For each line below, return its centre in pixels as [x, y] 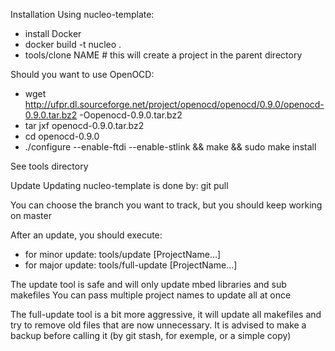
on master [31, 215]
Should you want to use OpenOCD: [82, 74]
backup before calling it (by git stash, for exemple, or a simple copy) [151, 335]
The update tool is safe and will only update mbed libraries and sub [148, 284]
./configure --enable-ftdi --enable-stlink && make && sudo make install [170, 147]
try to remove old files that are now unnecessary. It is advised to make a [158, 325]
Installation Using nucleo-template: [82, 14]
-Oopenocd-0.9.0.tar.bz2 [131, 115]
